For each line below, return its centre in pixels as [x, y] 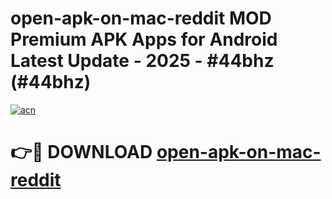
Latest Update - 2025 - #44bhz [142, 61]
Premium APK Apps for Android [144, 39]
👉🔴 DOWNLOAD [81, 152]
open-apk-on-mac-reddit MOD [141, 18]
